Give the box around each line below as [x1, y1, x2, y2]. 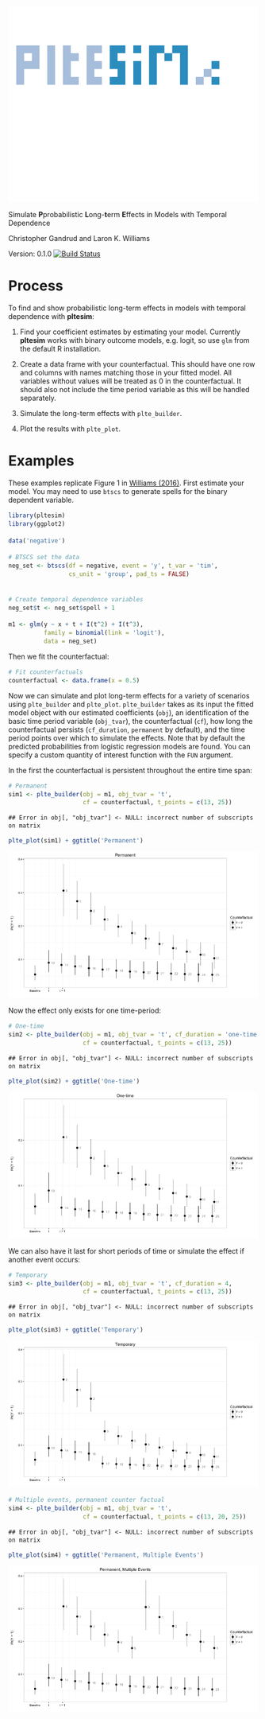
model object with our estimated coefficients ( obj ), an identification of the [8, 707, 250, 718]
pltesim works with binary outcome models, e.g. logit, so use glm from [19, 336, 250, 345]
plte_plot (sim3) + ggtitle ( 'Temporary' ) [8, 1326, 144, 1334]
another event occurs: [8, 1254, 81, 1264]
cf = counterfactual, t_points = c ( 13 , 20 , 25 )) [83, 1512, 247, 1521]
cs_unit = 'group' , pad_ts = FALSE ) [68, 570, 190, 578]
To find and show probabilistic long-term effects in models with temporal [8, 303, 246, 313]
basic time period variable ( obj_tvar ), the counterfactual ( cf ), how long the [8, 716, 253, 725]
